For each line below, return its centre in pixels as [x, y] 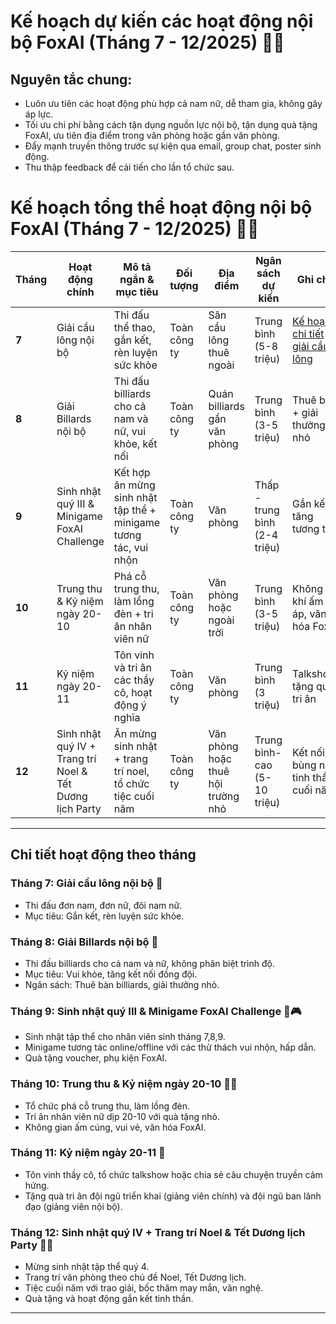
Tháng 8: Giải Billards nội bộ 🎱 [84, 942]
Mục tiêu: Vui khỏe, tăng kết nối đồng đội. [111, 974]
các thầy [134, 680]
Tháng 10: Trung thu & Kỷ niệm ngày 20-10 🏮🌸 [124, 1084]
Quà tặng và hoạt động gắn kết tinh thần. [109, 1299]
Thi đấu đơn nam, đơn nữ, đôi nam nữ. [103, 905]
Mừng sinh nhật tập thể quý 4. [87, 1267]
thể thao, [134, 327]
